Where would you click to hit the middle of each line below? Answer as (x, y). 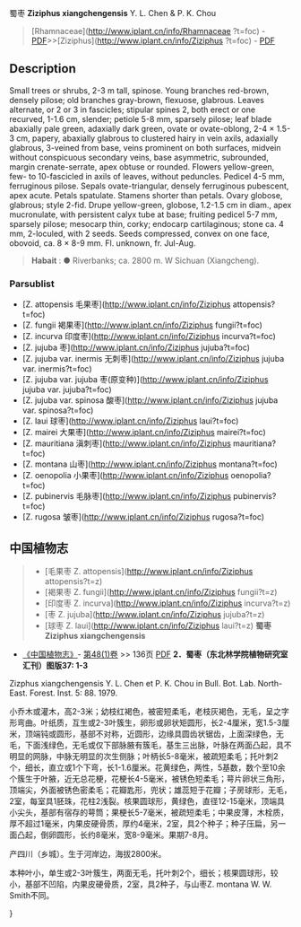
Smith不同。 (32, 895)
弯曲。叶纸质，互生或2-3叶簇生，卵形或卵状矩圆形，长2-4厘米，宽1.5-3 (149, 722)
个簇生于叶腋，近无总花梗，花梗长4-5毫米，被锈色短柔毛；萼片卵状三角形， (149, 778)
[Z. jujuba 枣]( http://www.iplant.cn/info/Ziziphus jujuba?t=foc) (136, 347)
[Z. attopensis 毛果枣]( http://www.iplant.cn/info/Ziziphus (126, 304)
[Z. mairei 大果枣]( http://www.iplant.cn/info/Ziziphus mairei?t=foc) (144, 433)
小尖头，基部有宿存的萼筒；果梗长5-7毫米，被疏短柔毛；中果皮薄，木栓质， (149, 812)
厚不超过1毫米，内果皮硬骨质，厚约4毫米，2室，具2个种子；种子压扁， (140, 823)
